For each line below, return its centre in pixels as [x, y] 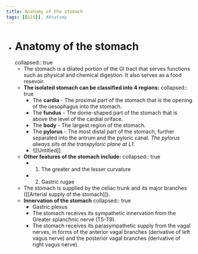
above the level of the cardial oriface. [77, 119]
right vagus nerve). [56, 245]
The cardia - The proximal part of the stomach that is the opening [112, 100]
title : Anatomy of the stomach [45, 12]
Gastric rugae [58, 182]
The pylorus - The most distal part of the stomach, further [103, 132]
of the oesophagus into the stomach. [77, 106]
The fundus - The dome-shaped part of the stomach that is [105, 113]
